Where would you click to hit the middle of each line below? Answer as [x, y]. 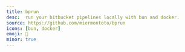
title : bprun [23, 12]
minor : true [21, 39]
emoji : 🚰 [17, 34]
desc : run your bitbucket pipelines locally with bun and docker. [93, 17]
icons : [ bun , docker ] [34, 28]
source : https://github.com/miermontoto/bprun [66, 23]
